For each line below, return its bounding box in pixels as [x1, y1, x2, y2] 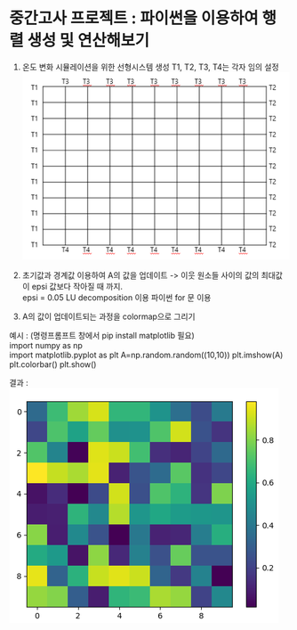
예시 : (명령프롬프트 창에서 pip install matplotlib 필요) [9, 330, 196, 340]
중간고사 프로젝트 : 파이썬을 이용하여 [9, 8, 260, 29]
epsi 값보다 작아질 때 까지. [31, 281, 123, 291]
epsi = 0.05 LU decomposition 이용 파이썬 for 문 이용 [21, 291, 212, 303]
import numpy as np [9, 340, 83, 350]
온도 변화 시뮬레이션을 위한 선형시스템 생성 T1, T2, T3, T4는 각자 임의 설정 [21, 61, 279, 72]
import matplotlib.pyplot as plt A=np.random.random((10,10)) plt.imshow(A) [9, 349, 284, 360]
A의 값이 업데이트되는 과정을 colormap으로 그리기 [21, 311, 196, 322]
